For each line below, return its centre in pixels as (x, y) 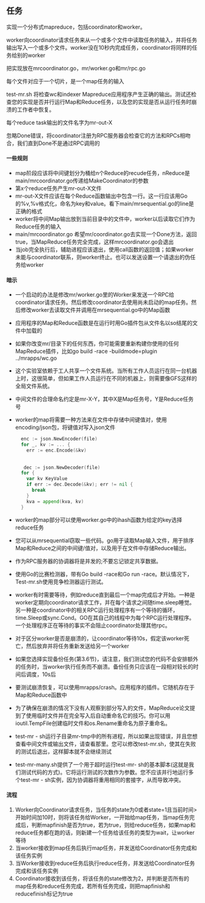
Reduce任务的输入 (38, 227)
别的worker (31, 55)
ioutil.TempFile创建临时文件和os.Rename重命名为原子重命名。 (93, 723)
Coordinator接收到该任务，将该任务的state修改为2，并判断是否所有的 (102, 878)
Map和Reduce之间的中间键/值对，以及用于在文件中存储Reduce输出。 (102, 548)
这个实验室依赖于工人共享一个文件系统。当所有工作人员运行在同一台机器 (106, 371)
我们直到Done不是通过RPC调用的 (59, 143)
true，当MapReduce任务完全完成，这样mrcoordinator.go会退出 (94, 242)
